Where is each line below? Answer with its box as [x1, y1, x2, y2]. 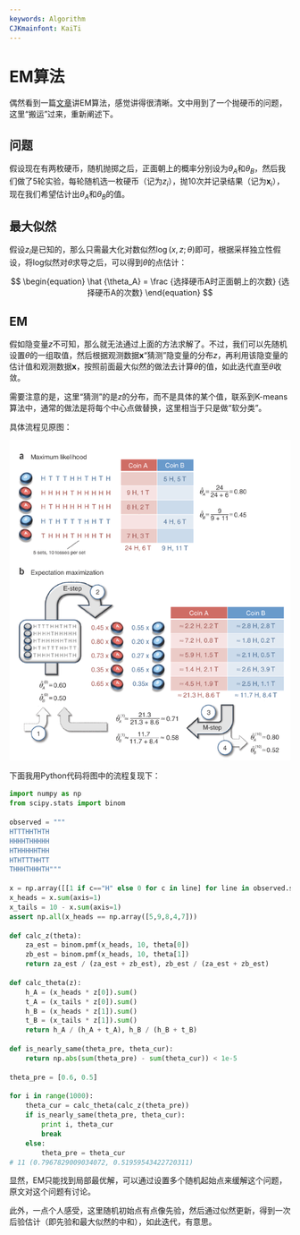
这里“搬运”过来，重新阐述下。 [9, 108, 119, 120]
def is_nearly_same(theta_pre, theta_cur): [9, 1044, 174, 1054]
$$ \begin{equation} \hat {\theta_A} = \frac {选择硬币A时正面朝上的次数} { [10, 276, 282, 287]
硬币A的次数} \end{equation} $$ [95, 287, 213, 298]
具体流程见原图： [9, 422, 72, 433]
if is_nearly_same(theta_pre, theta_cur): [25, 1111, 186, 1119]
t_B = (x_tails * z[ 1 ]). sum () [25, 1016, 138, 1025]
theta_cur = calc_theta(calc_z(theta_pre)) [25, 1102, 190, 1111]
